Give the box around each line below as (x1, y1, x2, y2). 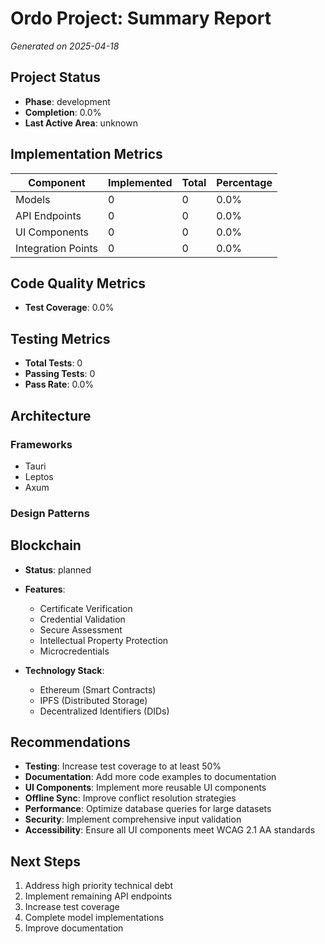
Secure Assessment (39, 623, 123, 636)
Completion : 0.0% (24, 106, 102, 118)
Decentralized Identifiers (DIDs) (39, 705, 170, 717)
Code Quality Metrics (10, 275, 147, 292)
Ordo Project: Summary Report (10, 7, 272, 30)
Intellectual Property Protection (39, 634, 169, 646)
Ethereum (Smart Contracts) (39, 683, 157, 696)
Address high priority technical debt (24, 880, 173, 892)
